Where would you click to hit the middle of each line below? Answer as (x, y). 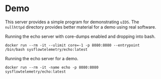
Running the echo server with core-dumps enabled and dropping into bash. (80, 36)
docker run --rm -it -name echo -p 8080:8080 (52, 67)
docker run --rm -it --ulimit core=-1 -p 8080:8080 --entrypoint (72, 45)
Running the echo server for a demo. (42, 58)
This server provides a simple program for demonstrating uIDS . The (72, 22)
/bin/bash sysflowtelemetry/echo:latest (47, 49)
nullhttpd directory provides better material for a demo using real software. (81, 27)
